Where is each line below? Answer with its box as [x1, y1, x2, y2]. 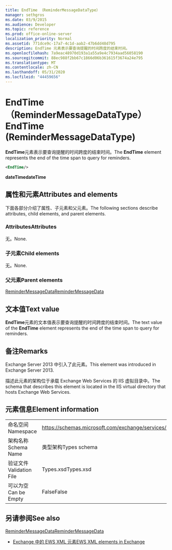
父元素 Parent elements [5, 277, 63, 284]
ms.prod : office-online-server [5, 31, 72, 36]
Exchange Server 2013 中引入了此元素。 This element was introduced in [5, 361, 156, 368]
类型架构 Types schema [41, 443, 98, 450]
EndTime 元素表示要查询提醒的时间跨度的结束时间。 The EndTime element [5, 149, 161, 155]
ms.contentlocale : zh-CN [5, 65, 58, 70]
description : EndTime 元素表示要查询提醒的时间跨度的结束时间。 [5, 46, 130, 51]
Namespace [8, 428, 37, 435]
